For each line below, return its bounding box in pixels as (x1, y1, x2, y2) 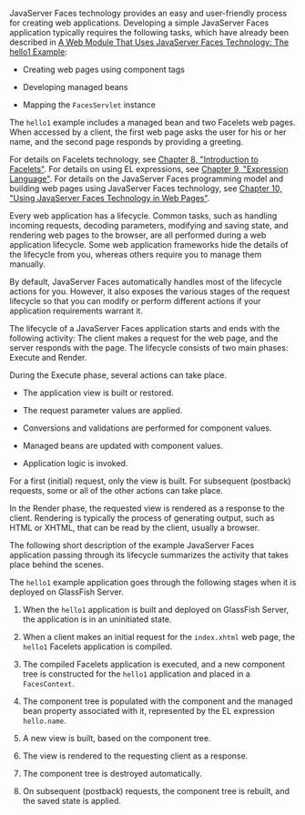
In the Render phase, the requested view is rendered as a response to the (9, 503, 285, 514)
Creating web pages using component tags (22, 64, 185, 75)
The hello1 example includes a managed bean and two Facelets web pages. (9, 117, 296, 127)
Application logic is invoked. (22, 458, 128, 468)
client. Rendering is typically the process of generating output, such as (9, 513, 275, 523)
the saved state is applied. (22, 796, 121, 806)
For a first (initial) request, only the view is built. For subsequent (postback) (9, 475, 291, 486)
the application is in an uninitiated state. (22, 614, 172, 625)
